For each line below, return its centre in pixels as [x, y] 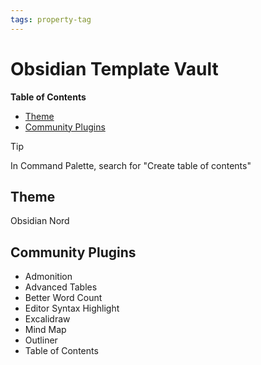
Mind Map [45, 330]
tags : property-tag [51, 19]
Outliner [41, 340]
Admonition [48, 277]
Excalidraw [47, 319]
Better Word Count [63, 298]
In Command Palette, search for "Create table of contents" [131, 165]
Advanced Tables [61, 287]
